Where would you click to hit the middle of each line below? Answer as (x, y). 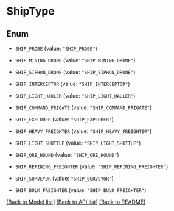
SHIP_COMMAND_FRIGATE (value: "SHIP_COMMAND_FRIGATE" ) (83, 107)
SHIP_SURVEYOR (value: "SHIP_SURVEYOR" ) (64, 178)
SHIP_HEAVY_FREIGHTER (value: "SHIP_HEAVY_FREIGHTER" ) (83, 131)
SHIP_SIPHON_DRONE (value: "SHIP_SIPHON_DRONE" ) (75, 72)
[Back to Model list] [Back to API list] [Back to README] (76, 202)
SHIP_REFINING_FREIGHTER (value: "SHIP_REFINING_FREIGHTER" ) (92, 166)
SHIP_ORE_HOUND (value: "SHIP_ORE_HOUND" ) (67, 155)
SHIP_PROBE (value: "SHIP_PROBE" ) (56, 48)
